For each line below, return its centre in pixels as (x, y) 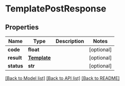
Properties (22, 27)
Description (70, 41)
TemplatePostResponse (56, 9)
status (15, 66)
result (15, 58)
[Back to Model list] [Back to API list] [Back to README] (62, 78)
